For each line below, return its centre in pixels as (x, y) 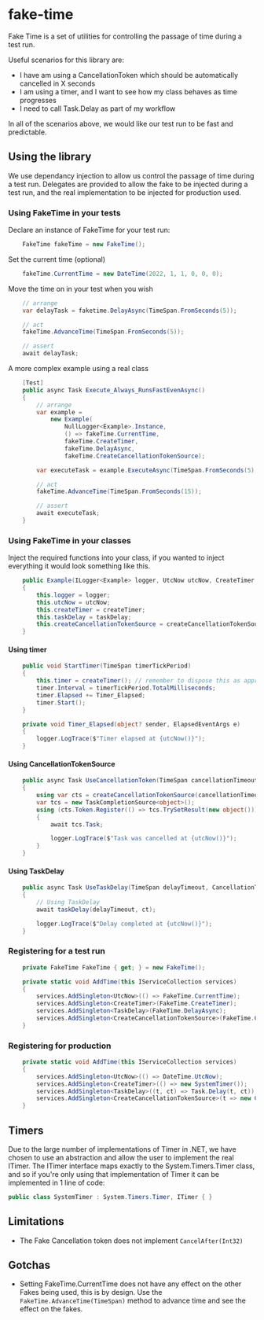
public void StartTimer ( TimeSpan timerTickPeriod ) (107, 666)
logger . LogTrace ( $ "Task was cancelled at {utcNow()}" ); (143, 839)
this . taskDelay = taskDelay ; (84, 617)
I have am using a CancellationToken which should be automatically (128, 75)
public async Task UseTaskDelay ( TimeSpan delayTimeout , (116, 888)
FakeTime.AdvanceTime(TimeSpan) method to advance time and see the (132, 1301)
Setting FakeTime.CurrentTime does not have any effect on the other (130, 1284)
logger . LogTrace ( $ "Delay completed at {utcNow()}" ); (125, 924)
